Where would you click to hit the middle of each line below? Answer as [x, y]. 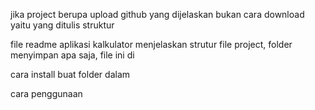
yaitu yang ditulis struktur [62, 25]
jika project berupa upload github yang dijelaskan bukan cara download [157, 14]
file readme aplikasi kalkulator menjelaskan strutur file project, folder [151, 44]
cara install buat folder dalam [70, 74]
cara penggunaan [46, 93]
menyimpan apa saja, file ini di [72, 55]
